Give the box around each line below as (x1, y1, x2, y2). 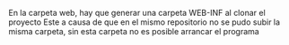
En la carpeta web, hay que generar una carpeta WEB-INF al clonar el (8, 8, 266, 18)
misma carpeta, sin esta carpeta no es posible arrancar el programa (8, 26, 259, 36)
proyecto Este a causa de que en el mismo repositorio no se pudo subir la (8, 17, 280, 27)
